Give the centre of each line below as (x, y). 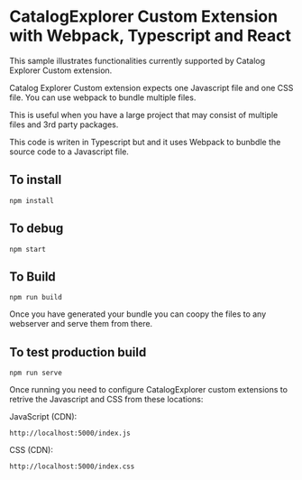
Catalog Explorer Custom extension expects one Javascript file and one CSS (151, 88)
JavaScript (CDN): (43, 417)
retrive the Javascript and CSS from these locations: (106, 400)
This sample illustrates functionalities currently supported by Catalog (137, 60)
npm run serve (36, 373)
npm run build (36, 298)
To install (36, 180)
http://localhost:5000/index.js (70, 434)
